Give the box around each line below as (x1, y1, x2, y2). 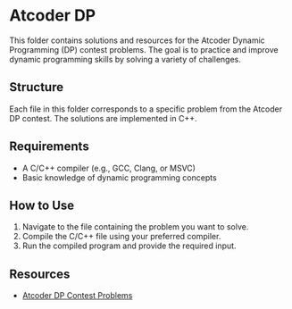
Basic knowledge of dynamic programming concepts (21, 171, 217, 183)
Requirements (9, 139, 89, 154)
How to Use (9, 197, 75, 213)
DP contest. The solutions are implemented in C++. (9, 113, 197, 123)
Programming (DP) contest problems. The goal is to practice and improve (9, 44, 279, 54)
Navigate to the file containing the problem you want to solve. (21, 221, 249, 232)
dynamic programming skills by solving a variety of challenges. (9, 54, 241, 64)
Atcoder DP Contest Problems (21, 290, 133, 301)
